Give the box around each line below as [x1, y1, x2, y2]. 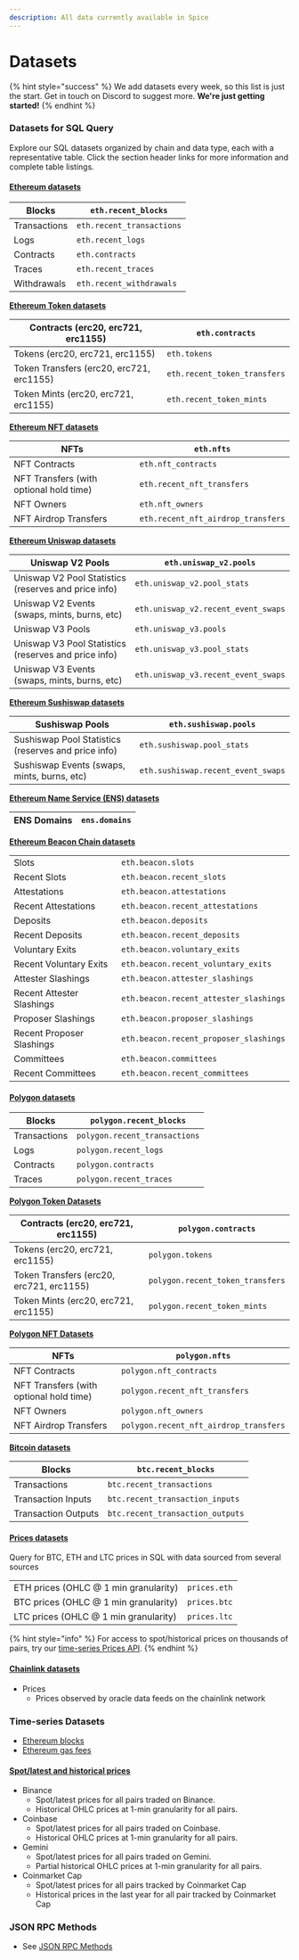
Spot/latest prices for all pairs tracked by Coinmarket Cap [35, 1880, 246, 1890]
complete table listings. [9, 161, 95, 172]
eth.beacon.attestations [121, 886, 227, 897]
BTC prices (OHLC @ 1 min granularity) [13, 1596, 178, 1609]
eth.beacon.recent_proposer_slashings [121, 1034, 286, 1044]
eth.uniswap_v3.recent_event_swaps [134, 670, 286, 680]
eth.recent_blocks [90, 206, 168, 216]
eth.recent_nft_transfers [139, 479, 249, 490]
